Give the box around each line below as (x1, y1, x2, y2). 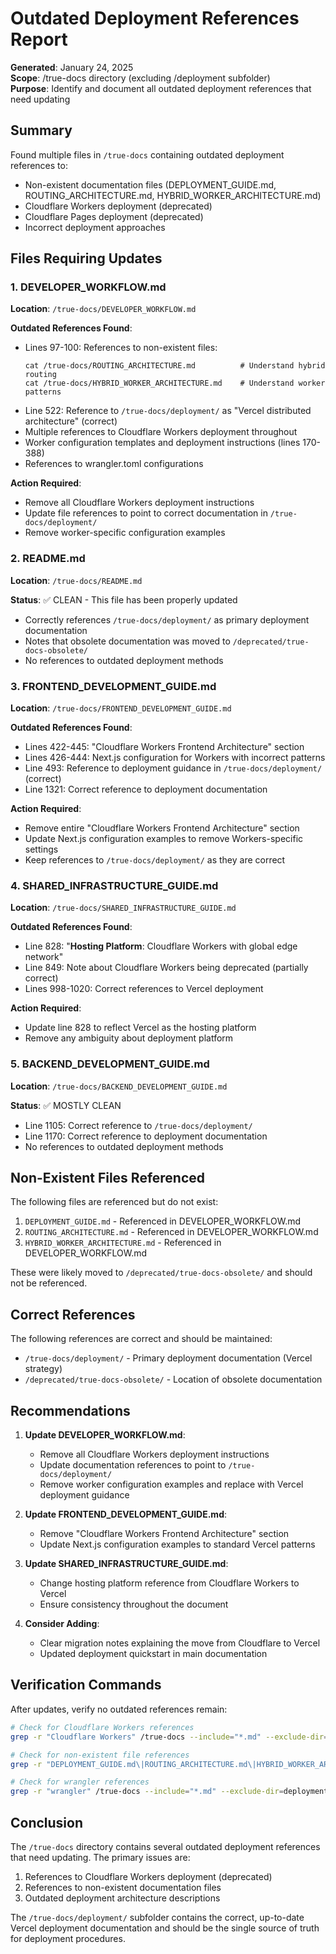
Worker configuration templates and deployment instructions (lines (24, 437, 301, 449)
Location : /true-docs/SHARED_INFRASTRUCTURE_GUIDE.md (10, 902, 237, 914)
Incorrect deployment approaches (24, 221, 166, 233)
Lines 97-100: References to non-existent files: (24, 342, 218, 354)
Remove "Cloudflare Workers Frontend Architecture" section (39, 1528, 290, 1540)
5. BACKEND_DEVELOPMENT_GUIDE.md (10, 1057, 210, 1071)
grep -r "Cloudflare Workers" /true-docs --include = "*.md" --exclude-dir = (10, 1732, 329, 1742)
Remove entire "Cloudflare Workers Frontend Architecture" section (24, 822, 300, 834)
